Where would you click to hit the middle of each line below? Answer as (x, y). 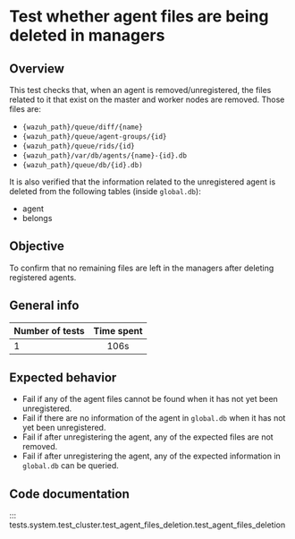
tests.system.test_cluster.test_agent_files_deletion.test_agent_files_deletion (147, 525)
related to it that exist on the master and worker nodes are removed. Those (147, 99)
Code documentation (69, 494)
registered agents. (43, 277)
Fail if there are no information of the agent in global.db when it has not (154, 418)
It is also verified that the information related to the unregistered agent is (143, 182)
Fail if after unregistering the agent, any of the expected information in (152, 456)
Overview (37, 68)
